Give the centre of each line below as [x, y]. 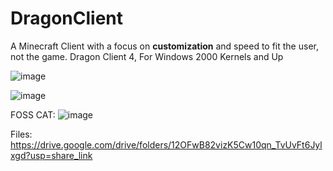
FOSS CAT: [33, 114]
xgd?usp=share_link [51, 155]
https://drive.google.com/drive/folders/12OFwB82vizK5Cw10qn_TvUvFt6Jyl [166, 144]
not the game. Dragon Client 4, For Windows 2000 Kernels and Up [147, 56]
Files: [21, 134]
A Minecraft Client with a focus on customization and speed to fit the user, [164, 46]
